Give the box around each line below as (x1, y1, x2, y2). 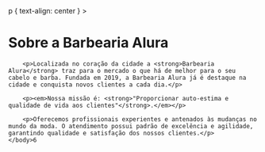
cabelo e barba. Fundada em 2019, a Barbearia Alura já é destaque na (8, 74, 247, 82)
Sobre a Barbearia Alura (8, 34, 169, 52)
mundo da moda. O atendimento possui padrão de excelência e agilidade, (8, 122, 254, 130)
